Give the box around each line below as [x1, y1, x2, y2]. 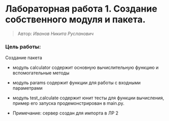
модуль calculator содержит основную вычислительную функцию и [12, 64, 159, 71]
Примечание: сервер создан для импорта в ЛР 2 [12, 110, 119, 116]
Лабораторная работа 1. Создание [5, 3, 157, 15]
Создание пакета [5, 55, 42, 61]
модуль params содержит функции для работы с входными [12, 79, 141, 86]
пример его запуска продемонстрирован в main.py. [12, 100, 125, 106]
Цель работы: [5, 43, 41, 50]
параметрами [12, 85, 43, 91]
